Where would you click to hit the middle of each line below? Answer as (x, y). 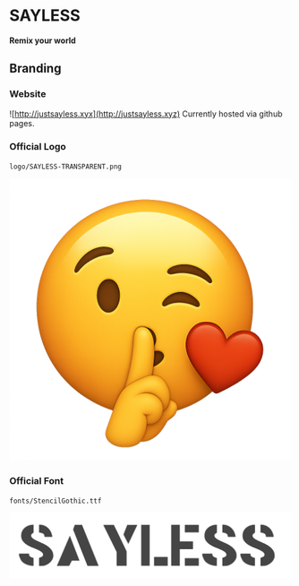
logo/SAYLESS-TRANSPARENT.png (66, 167)
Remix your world (43, 40)
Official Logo (38, 146)
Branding (35, 69)
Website (28, 94)
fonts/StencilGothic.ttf (56, 501)
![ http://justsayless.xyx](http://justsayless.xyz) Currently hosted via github (146, 114)
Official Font (37, 480)
